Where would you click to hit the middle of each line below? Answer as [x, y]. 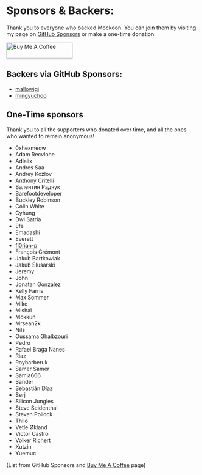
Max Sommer [32, 297]
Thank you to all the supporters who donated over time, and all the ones [96, 130]
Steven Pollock [34, 414]
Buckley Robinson [38, 200]
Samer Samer [32, 369]
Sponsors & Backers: [60, 11]
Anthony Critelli [34, 180]
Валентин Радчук [37, 186]
